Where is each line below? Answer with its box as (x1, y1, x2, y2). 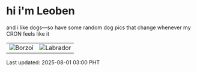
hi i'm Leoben (6, 4, 75, 18)
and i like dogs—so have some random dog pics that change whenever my (6, 24, 191, 31)
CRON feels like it (6, 30, 50, 37)
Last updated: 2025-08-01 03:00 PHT (6, 58, 100, 66)
